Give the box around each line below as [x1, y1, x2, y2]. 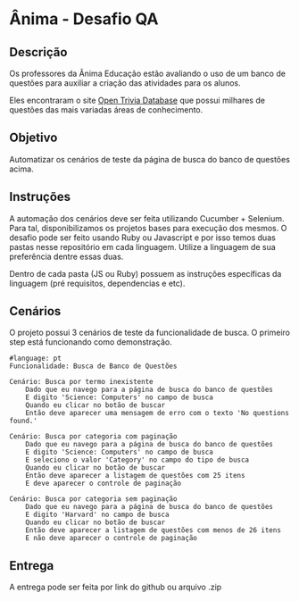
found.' [9, 416, 38, 426]
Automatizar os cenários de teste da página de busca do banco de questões [9, 154, 290, 164]
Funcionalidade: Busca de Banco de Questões [9, 362, 178, 371]
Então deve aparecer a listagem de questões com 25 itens [25, 472, 245, 480]
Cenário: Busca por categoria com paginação [9, 432, 178, 441]
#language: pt [9, 354, 62, 363]
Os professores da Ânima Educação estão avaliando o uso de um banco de [9, 68, 286, 79]
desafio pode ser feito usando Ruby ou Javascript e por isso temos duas [9, 232, 277, 243]
